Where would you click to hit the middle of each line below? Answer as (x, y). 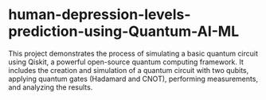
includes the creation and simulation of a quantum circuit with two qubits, (129, 70)
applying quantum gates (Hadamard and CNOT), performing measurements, (133, 79)
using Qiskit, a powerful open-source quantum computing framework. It (126, 62)
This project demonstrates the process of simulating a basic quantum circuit (133, 53)
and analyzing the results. (51, 87)
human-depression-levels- (100, 15)
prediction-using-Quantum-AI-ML (124, 31)
